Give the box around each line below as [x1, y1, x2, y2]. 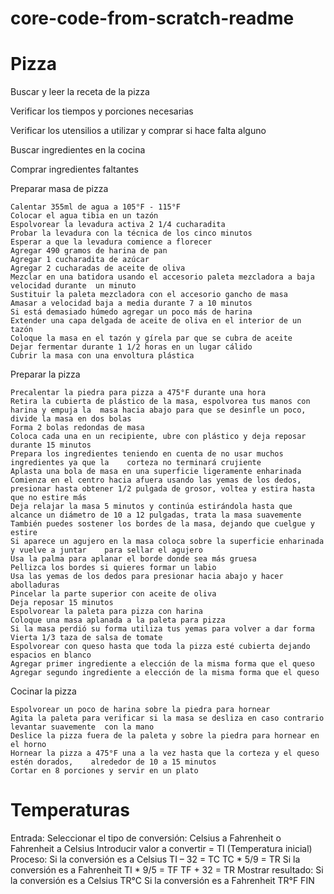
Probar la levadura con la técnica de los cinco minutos [10, 228, 253, 239]
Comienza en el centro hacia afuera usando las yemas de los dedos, [10, 475, 302, 486]
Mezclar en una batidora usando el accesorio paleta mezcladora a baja [10, 272, 315, 282]
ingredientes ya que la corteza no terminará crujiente [10, 458, 262, 468]
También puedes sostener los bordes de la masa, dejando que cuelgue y [10, 519, 315, 529]
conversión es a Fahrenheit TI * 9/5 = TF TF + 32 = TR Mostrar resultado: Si [10, 864, 324, 876]
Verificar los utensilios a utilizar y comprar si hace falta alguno [10, 125, 267, 137]
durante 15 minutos [10, 440, 92, 451]
